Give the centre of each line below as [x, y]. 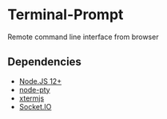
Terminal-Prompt [66, 15]
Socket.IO [35, 106]
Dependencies [44, 62]
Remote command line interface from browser [83, 37]
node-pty [34, 89]
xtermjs [32, 98]
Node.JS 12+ [40, 81]
